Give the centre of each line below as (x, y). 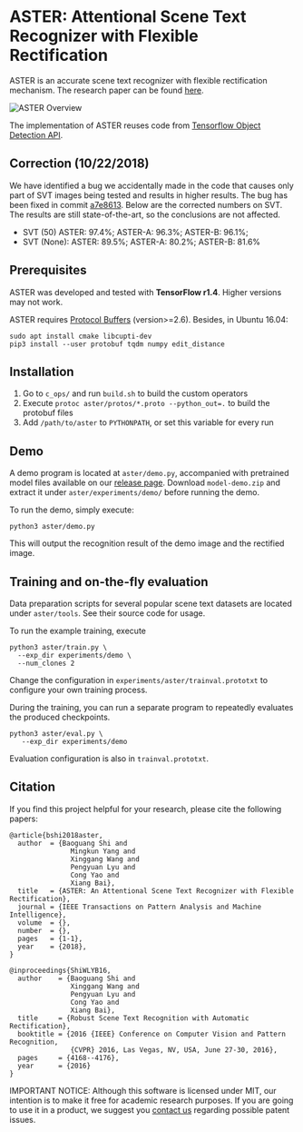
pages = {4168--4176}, (68, 1058)
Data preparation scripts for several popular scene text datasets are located (151, 603)
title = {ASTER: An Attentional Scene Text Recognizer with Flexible (156, 891)
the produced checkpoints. (60, 717)
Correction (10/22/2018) (79, 164)
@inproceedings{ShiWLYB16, (60, 970)
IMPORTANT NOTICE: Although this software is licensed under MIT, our (143, 1090)
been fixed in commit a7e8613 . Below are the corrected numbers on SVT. (146, 204)
